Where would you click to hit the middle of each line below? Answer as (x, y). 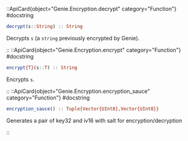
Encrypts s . (20, 79)
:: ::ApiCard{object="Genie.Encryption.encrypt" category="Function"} (94, 50)
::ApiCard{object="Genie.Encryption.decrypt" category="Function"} (92, 9)
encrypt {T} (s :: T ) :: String (42, 67)
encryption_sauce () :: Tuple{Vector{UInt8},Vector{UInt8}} (83, 109)
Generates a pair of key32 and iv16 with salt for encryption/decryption (94, 120)
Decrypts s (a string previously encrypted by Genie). (73, 38)
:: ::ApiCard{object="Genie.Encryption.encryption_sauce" (78, 91)
